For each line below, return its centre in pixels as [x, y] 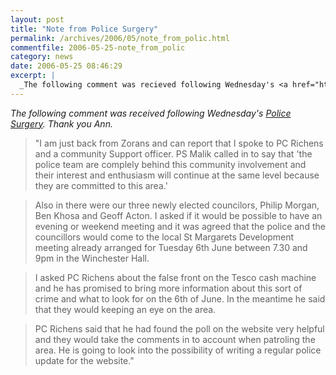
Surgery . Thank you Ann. [61, 123]
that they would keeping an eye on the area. [125, 309]
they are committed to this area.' [101, 185]
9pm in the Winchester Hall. [92, 258]
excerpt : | [33, 76]
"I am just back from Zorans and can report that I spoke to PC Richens [179, 143]
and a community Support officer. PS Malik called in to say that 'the [173, 153]
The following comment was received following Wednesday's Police [151, 113]
